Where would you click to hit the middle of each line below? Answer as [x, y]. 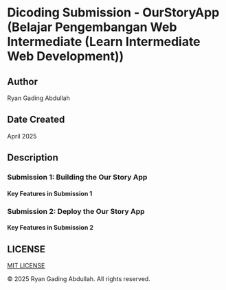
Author [22, 81]
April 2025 [22, 136]
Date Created [36, 120]
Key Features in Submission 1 [50, 193]
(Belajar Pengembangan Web [92, 27]
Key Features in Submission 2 [50, 228]
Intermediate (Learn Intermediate [104, 42]
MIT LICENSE [26, 266]
